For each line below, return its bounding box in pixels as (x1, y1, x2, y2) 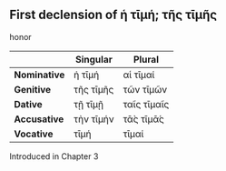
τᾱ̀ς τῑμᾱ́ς (123, 113, 165, 126)
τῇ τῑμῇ (74, 97, 104, 110)
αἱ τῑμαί (123, 68, 155, 81)
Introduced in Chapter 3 (9, 150, 99, 162)
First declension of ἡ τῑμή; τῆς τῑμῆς (9, 7, 218, 23)
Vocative (14, 127, 54, 140)
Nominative (14, 68, 65, 81)
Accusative (14, 113, 64, 126)
